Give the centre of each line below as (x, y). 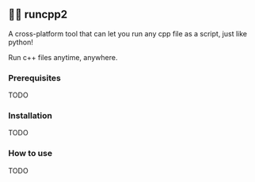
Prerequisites (34, 78)
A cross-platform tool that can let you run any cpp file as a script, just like (128, 33)
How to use (30, 154)
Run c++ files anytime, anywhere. (63, 57)
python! (21, 42)
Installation (30, 116)
